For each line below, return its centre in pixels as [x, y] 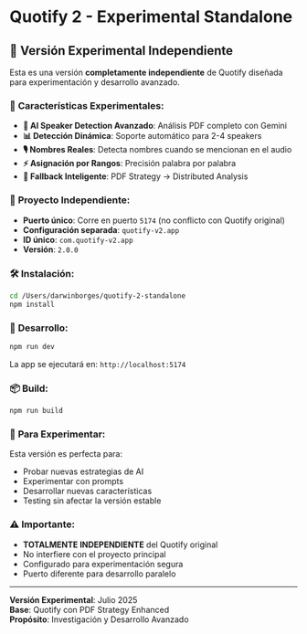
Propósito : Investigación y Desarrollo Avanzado [99, 619]
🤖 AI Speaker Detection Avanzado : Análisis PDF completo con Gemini [155, 126]
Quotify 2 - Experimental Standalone [151, 17]
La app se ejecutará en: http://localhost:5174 [98, 364]
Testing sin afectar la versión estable [92, 501]
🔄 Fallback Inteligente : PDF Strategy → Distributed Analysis [135, 176]
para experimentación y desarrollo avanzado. [95, 82]
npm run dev [32, 346]
